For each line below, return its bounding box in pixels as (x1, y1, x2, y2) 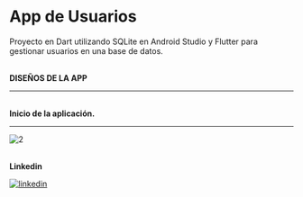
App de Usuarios (9, 6, 137, 27)
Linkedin (9, 160, 42, 172)
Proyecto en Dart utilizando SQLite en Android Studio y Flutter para (9, 36, 259, 47)
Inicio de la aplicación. (9, 108, 96, 119)
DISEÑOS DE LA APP (9, 72, 87, 83)
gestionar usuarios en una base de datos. (9, 45, 164, 56)
